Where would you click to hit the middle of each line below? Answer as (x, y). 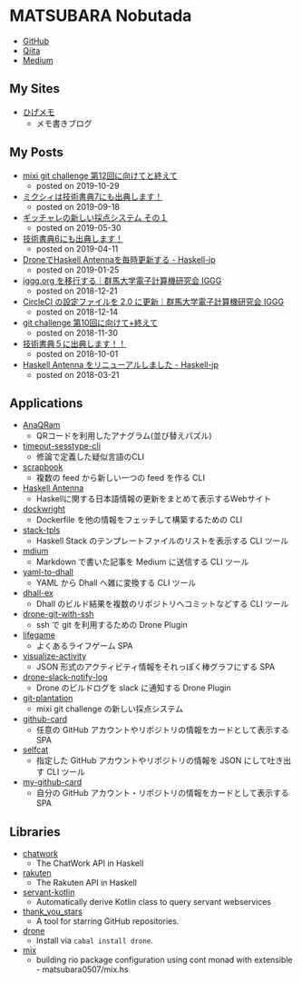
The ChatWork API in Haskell (90, 863)
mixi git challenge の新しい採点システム (110, 709)
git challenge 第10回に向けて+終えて (90, 323)
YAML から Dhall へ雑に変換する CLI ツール (116, 583)
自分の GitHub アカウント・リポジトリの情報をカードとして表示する (162, 793)
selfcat (35, 750)
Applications (46, 403)
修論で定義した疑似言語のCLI (90, 457)
